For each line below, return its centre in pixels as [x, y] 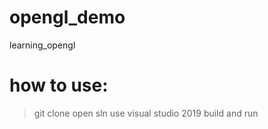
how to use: [59, 85]
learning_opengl [42, 45]
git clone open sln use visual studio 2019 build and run [146, 113]
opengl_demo [67, 17]
